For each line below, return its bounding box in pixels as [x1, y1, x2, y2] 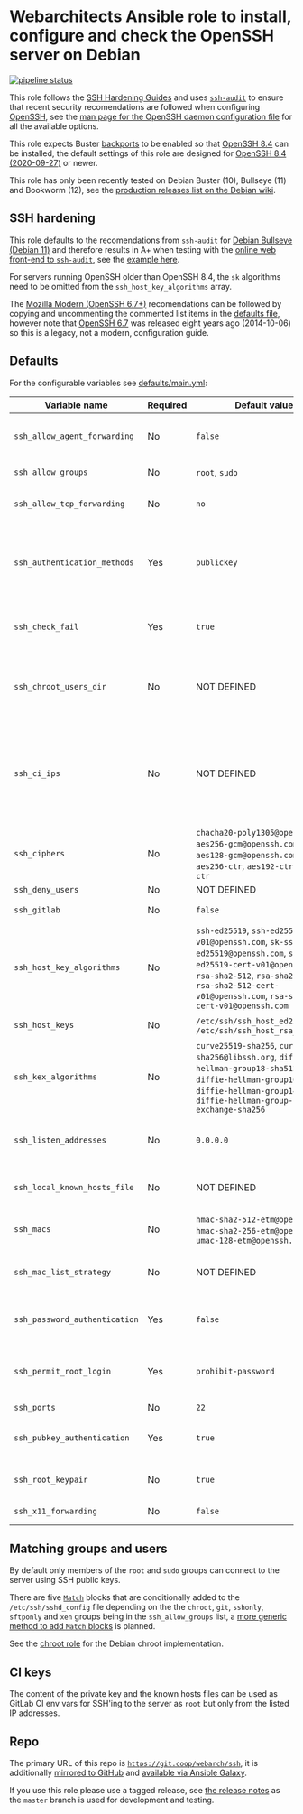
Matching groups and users [9, 1541, 169, 1556]
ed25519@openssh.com [195, 948, 284, 958]
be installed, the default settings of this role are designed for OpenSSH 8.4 [9, 147, 287, 159]
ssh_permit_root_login [14, 1365, 111, 1376]
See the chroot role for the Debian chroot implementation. [9, 1638, 224, 1649]
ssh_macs [14, 1224, 51, 1234]
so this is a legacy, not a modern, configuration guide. [9, 327, 209, 338]
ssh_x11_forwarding [14, 1505, 97, 1516]
